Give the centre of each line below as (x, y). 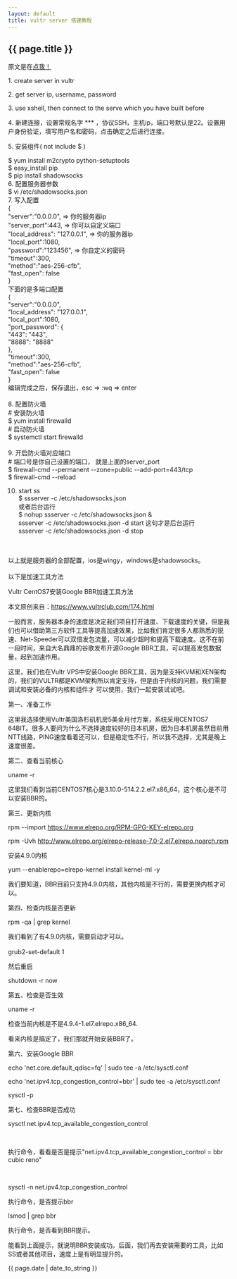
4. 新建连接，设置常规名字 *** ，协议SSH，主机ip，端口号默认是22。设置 (114, 123)
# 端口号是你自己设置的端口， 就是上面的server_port (84, 462)
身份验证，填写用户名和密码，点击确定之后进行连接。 (91, 132)
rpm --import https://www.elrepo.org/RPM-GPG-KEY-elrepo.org (101, 827)
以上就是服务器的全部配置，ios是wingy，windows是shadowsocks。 (106, 560)
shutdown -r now (33, 981)
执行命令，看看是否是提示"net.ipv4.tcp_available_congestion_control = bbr (116, 1152)
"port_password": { (36, 327)
